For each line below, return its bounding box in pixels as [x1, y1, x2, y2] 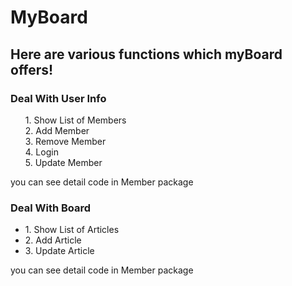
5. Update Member [24, 156, 103, 168]
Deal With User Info [10, 91, 107, 105]
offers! [10, 61, 54, 78]
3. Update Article [24, 245, 95, 257]
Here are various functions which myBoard [10, 46, 283, 63]
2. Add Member [24, 124, 90, 136]
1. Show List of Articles [24, 224, 120, 236]
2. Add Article [24, 234, 82, 246]
